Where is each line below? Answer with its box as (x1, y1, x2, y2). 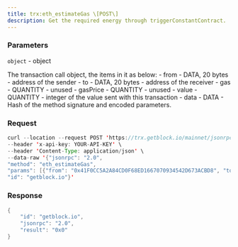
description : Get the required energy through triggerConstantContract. (7, 17, 227, 24)
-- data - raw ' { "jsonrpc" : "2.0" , (7, 154, 103, 161)
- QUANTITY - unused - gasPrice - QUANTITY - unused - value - (7, 85, 198, 94)
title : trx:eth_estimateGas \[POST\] (7, 10, 119, 18)
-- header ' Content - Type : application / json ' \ (7, 147, 144, 155)
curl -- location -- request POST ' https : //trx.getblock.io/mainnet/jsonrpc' (7, 134, 236, 142)
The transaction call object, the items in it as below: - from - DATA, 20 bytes (7, 70, 229, 79)
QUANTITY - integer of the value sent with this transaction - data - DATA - (7, 93, 225, 101)
